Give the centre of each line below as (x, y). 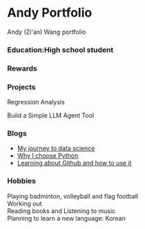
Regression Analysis (36, 102)
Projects (21, 86)
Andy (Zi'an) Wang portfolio (47, 32)
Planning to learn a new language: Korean (67, 218)
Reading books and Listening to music (61, 211)
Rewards (22, 68)
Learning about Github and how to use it (74, 163)
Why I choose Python (48, 156)
